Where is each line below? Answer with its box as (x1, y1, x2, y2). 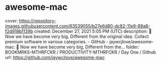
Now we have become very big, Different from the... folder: (20, 44, 139, 50)
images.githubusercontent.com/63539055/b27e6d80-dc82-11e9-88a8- (5, 23, 151, 29)
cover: (5, 18, 18, 24)
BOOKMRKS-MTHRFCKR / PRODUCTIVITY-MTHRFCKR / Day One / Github (5, 49, 156, 55)
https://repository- (19, 18, 56, 24)
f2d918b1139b (5, 28, 33, 34)
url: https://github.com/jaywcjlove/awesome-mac (5, 54, 105, 60)
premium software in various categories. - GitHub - (5, 38, 109, 44)
